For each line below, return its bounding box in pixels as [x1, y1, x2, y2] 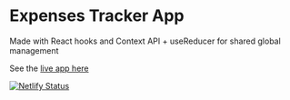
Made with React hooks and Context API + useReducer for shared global [9, 35, 282, 46]
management [9, 45, 59, 55]
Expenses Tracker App [9, 5, 185, 26]
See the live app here [9, 63, 89, 74]
